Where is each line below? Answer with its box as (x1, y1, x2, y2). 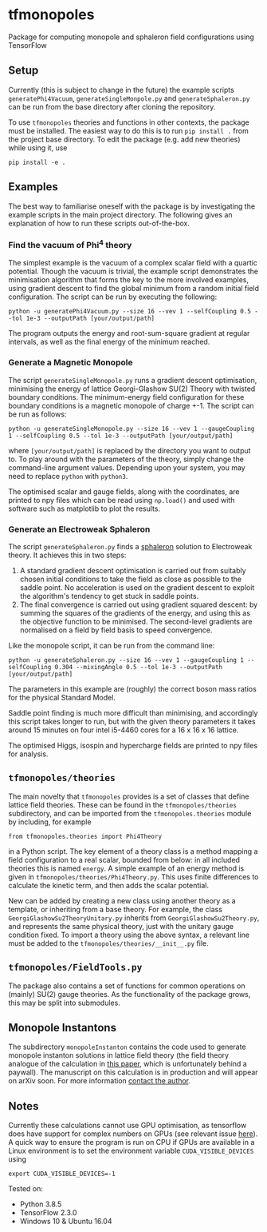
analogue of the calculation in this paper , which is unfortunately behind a (8, 1059, 247, 1069)
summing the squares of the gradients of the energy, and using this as (19, 608, 251, 617)
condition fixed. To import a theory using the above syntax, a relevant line (8, 930, 249, 939)
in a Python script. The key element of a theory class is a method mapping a (8, 846, 258, 856)
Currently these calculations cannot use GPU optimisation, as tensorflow (8, 1121, 247, 1130)
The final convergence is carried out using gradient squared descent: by (19, 600, 258, 609)
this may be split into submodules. (8, 998, 121, 1007)
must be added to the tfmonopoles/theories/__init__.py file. (8, 938, 209, 948)
